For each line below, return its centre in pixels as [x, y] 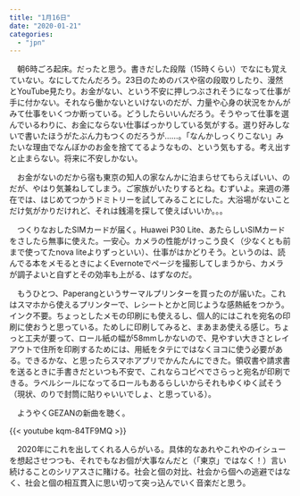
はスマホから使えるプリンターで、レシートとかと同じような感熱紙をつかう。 [149, 305]
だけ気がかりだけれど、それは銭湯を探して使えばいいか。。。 [118, 211]
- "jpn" [32, 42]
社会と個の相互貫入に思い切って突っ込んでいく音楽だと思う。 [137, 483]
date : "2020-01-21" [46, 26]
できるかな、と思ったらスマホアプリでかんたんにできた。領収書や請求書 [158, 361]
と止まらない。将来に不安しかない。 [76, 158]
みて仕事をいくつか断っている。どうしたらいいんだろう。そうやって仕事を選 [149, 113]
